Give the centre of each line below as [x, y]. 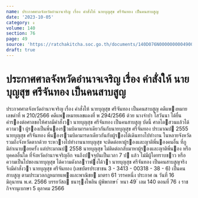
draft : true [21, 50]
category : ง [20, 22]
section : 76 [21, 34]
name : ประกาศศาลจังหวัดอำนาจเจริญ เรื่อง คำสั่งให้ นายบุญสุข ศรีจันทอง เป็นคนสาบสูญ [82, 11]
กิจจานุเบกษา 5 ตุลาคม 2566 [35, 188]
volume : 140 [21, 28]
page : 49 [17, 39]
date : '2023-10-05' [30, 17]
